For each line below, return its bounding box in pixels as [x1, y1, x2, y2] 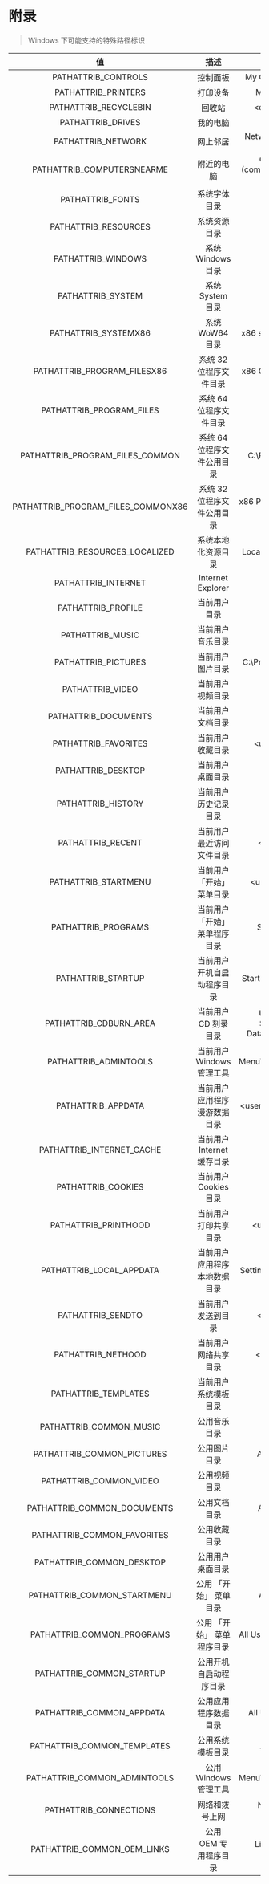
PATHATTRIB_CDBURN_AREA [45, 1017, 156, 1028]
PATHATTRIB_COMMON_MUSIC [39, 1421, 161, 1432]
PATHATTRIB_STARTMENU [49, 876, 151, 887]
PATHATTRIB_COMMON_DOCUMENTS [26, 1502, 174, 1513]
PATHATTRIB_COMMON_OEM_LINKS [30, 1843, 170, 1854]
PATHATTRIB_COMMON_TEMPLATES [30, 1740, 171, 1751]
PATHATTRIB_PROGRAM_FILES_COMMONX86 [12, 501, 188, 512]
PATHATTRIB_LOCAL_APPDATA [41, 1264, 160, 1276]
